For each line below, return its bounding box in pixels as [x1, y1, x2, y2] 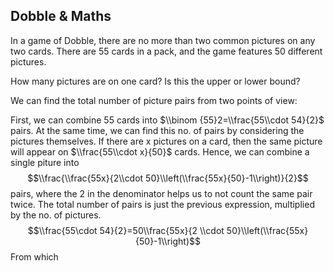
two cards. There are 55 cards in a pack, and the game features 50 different [10, 45, 323, 57]
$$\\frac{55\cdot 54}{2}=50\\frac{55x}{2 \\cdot [27, 224, 225, 236]
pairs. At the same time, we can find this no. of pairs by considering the [10, 124, 305, 136]
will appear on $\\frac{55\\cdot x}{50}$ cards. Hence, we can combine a [10, 145, 310, 158]
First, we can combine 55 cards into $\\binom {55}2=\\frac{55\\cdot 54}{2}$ [10, 114, 325, 126]
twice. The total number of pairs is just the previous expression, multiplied [10, 198, 315, 210]
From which [10, 250, 59, 263]
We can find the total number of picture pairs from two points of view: [10, 94, 298, 106]
